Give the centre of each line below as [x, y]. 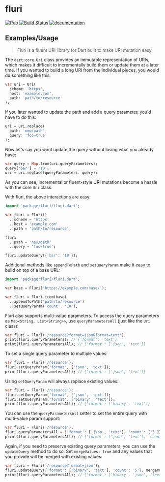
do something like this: [28, 75]
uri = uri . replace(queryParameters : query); [51, 173]
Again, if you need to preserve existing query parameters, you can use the [80, 446]
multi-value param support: [33, 418]
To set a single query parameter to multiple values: [56, 353]
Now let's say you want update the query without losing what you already [79, 149]
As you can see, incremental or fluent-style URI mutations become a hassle [81, 182]
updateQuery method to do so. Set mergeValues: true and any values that [79, 451]
